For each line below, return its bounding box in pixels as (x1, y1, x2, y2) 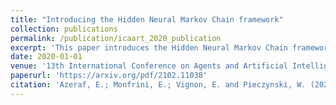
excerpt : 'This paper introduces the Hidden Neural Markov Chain (10, 42, 288, 53)
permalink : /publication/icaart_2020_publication (10, 33, 222, 43)
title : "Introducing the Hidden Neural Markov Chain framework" (10, 14, 284, 25)
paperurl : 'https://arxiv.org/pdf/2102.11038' (10, 71, 208, 81)
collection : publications (10, 24, 118, 34)
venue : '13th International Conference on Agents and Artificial (10, 61, 288, 71)
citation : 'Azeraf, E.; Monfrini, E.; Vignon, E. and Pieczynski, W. (10, 80, 307, 90)
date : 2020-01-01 (10, 52, 83, 62)
